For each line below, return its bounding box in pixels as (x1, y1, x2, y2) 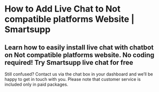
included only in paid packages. (4, 81, 69, 87)
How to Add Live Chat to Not (4, 3, 121, 15)
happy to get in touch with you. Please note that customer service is (4, 77, 141, 82)
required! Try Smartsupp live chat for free (4, 58, 133, 66)
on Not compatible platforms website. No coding (4, 51, 155, 59)
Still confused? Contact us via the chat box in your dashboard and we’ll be (4, 71, 153, 77)
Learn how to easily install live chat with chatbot (4, 43, 154, 51)
